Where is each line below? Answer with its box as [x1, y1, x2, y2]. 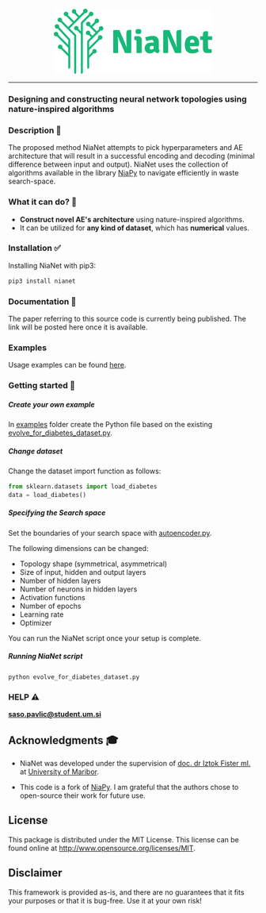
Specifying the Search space [8, 508, 106, 518]
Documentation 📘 [8, 295, 77, 306]
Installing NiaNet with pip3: [8, 260, 97, 270]
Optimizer [19, 618, 52, 627]
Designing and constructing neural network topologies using [8, 93, 247, 104]
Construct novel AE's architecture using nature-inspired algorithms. [19, 214, 245, 224]
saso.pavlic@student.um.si [8, 710, 101, 719]
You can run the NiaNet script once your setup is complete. [8, 633, 202, 643]
